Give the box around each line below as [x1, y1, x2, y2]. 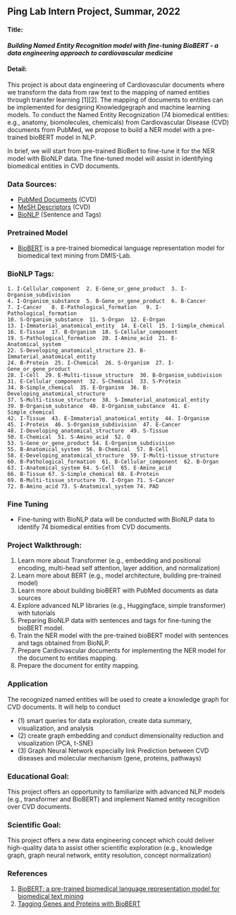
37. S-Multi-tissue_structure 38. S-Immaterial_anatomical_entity [7, 396, 210, 403]
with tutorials [17, 609, 56, 617]
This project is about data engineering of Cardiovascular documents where [7, 80, 225, 89]
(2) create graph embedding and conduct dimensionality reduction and [17, 731, 224, 740]
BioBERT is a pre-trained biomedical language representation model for [17, 244, 225, 253]
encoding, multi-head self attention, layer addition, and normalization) [17, 564, 221, 573]
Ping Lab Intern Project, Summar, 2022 [7, 6, 181, 18]
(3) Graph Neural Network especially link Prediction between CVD [17, 746, 209, 755]
